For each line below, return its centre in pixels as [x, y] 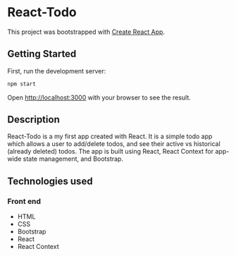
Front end [24, 201]
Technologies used [50, 181]
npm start [22, 84]
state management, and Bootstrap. [73, 159]
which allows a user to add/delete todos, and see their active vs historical [114, 144]
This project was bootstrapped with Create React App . [86, 32]
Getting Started [42, 54]
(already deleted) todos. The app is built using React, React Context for [111, 152]
